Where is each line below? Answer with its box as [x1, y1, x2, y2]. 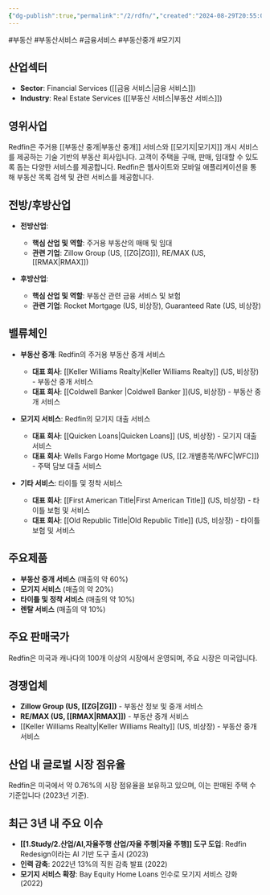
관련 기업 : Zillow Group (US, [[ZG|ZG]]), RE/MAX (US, [31, 248, 207, 258]
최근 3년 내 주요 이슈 [8, 816, 104, 830]
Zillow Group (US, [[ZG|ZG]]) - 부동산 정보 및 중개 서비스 [19, 701, 203, 712]
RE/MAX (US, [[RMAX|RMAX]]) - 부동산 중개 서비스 [19, 712, 190, 721]
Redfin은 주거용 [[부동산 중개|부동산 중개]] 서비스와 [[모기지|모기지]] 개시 [8, 142, 237, 152]
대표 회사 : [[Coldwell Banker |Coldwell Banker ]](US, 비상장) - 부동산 [31, 387, 253, 396]
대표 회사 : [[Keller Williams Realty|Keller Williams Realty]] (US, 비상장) [31, 367, 260, 376]
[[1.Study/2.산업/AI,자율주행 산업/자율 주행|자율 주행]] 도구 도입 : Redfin [19, 839, 247, 848]
